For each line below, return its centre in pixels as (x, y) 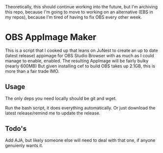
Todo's (16, 128)
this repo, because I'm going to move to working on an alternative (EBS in (79, 12)
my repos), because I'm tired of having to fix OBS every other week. (73, 17)
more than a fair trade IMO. (32, 71)
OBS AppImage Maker (51, 37)
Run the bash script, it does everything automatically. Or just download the (80, 108)
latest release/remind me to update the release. (53, 113)
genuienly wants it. (24, 145)
